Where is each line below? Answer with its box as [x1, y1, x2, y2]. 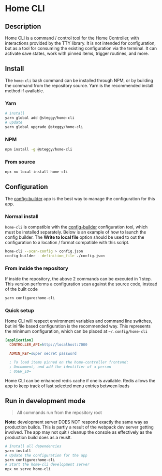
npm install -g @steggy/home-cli [5, 147, 73, 152]
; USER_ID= [9, 369, 31, 374]
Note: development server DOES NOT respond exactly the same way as [5, 419, 148, 425]
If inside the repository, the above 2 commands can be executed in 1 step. [5, 276, 152, 282]
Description [5, 22, 41, 31]
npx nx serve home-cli [5, 466, 51, 471]
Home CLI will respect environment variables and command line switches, [5, 318, 152, 324]
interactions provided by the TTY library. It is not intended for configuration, [5, 40, 156, 46]
